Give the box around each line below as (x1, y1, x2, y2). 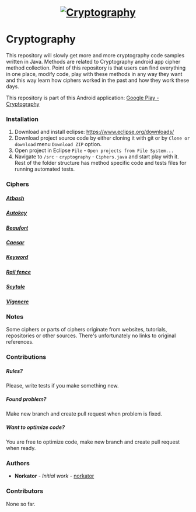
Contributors (6, 487, 44, 495)
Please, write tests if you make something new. (6, 382, 119, 389)
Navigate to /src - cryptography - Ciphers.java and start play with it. (14, 153, 179, 160)
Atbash (6, 195, 24, 202)
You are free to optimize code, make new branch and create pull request (6, 438, 180, 445)
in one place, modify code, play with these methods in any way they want (6, 71, 183, 78)
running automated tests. (14, 165, 75, 172)
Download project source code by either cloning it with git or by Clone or (14, 134, 190, 141)
